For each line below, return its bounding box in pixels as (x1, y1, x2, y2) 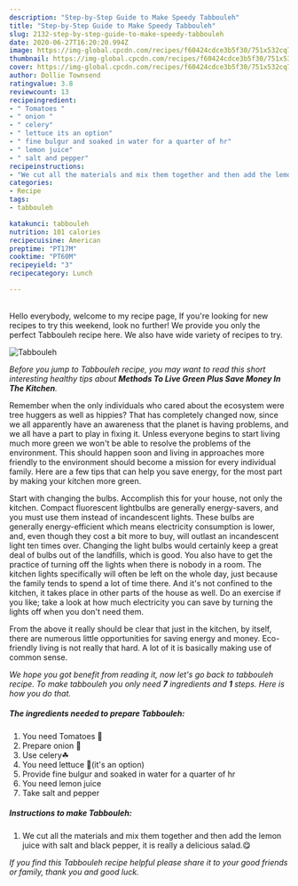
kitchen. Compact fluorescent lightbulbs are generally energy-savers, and (9, 502, 279, 512)
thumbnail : (9, 54, 50, 63)
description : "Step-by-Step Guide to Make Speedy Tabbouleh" (9, 12, 240, 22)
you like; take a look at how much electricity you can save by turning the (9, 597, 273, 608)
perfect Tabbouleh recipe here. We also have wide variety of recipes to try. (9, 329, 283, 340)
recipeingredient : (9, 95, 77, 105)
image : (9, 46, 34, 55)
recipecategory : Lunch (9, 269, 93, 278)
